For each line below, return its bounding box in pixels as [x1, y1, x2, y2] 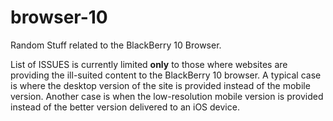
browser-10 [10, 6, 108, 29]
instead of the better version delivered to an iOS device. [10, 101, 240, 113]
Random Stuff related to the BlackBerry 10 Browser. [10, 39, 222, 51]
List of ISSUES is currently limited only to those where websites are [10, 58, 288, 70]
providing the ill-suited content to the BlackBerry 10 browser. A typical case [10, 69, 322, 81]
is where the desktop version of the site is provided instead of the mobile [10, 79, 311, 91]
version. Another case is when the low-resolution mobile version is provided [10, 90, 324, 102]
